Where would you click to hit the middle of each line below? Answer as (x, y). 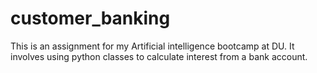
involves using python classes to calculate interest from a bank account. (159, 56)
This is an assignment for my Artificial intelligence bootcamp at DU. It (152, 46)
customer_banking (90, 18)
